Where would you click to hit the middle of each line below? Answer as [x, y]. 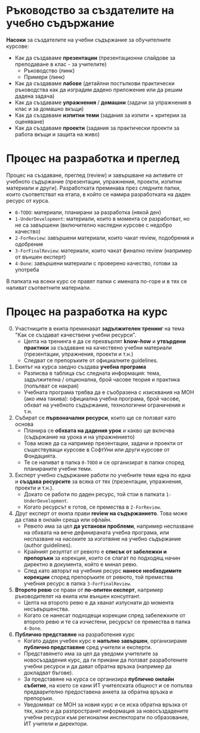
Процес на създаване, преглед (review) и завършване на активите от [95, 175]
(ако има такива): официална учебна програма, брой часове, [102, 398]
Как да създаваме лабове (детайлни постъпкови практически [95, 83]
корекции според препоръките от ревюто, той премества [98, 577]
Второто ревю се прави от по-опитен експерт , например [89, 590]
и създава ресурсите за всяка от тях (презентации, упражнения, [99, 481]
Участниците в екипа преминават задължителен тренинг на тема [100, 328]
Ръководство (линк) [49, 70]
